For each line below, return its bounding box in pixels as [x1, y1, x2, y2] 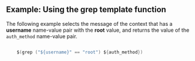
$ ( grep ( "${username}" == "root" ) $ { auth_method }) [16, 49, 143, 55]
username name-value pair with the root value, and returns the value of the [6, 26, 190, 33]
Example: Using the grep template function [6, 5, 166, 15]
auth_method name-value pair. [6, 32, 78, 40]
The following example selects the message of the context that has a [6, 20, 173, 27]
